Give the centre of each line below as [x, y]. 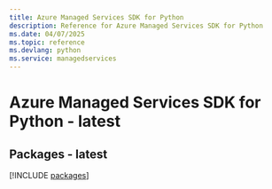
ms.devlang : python [45, 51]
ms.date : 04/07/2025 [47, 34]
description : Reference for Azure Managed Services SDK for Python [136, 26]
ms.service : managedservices [63, 59]
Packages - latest [58, 154]
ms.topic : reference [47, 42]
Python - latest [65, 122]
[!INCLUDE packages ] [49, 175]
